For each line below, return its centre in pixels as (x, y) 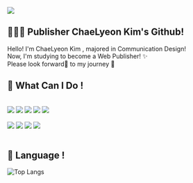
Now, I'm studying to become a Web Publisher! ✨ (77, 56)
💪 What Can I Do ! (45, 86)
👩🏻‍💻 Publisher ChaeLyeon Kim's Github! (95, 32)
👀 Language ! (36, 156)
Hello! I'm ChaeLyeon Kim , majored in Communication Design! (96, 49)
